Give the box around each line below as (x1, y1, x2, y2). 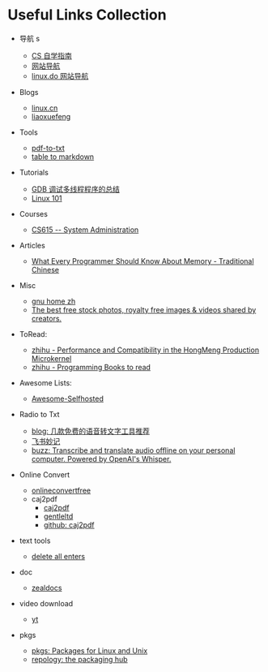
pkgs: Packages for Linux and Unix (31, 645, 148, 655)
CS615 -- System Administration (31, 225, 139, 235)
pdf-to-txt (31, 143, 66, 153)
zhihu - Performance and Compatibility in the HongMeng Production (31, 345, 260, 355)
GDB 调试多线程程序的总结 (31, 184, 121, 194)
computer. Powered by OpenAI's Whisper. (31, 454, 172, 463)
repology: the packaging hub (31, 654, 128, 664)
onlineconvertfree (31, 485, 91, 495)
